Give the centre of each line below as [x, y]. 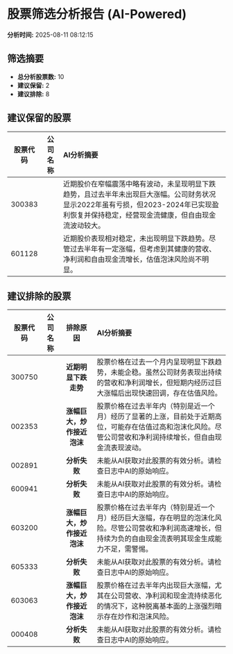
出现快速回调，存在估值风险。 [173, 394]
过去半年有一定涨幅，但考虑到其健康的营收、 [143, 249]
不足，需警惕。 [128, 549]
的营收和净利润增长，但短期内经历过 [156, 383]
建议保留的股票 [39, 118]
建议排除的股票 [39, 296]
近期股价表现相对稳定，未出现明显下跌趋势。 [136, 238]
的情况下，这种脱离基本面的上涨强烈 [156, 606]
